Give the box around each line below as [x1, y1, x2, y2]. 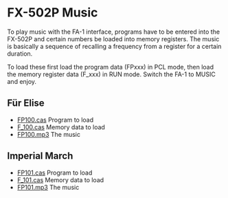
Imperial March [7, 150, 73, 162]
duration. [7, 49, 33, 58]
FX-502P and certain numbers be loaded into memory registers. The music [7, 34, 220, 43]
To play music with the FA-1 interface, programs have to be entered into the [7, 27, 220, 36]
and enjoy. [7, 77, 36, 85]
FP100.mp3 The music [16, 130, 81, 138]
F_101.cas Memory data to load [16, 175, 104, 184]
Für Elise [7, 98, 45, 109]
